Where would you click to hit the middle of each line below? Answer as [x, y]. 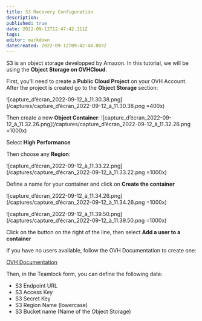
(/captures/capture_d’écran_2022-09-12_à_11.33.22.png [76, 172]
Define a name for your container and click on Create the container [91, 184]
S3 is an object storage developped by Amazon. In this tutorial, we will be [98, 63]
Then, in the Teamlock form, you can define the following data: [84, 274]
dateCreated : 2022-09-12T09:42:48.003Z [57, 46]
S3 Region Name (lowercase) [51, 305]
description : [23, 18]
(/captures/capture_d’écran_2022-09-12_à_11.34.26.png [76, 202]
